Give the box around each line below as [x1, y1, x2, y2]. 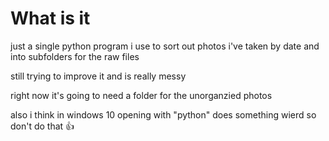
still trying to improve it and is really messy [10, 70, 187, 82]
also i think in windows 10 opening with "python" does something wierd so [10, 108, 317, 121]
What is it [10, 7, 91, 30]
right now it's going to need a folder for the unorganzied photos [10, 89, 273, 101]
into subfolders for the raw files [10, 50, 140, 62]
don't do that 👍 [10, 120, 75, 132]
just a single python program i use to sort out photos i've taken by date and [10, 40, 320, 52]
